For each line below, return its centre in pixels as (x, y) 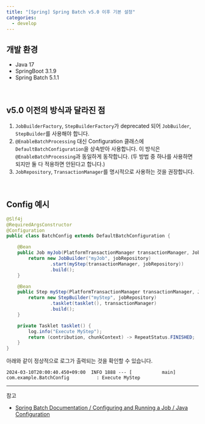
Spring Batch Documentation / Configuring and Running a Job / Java (101, 408)
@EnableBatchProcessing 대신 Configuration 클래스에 (80, 141)
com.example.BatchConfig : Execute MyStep (73, 378)
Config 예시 (28, 205)
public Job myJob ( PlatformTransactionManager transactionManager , (103, 253)
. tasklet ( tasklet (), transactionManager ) (103, 304)
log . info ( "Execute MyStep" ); (65, 331)
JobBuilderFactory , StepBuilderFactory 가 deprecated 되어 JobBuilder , (103, 126)
